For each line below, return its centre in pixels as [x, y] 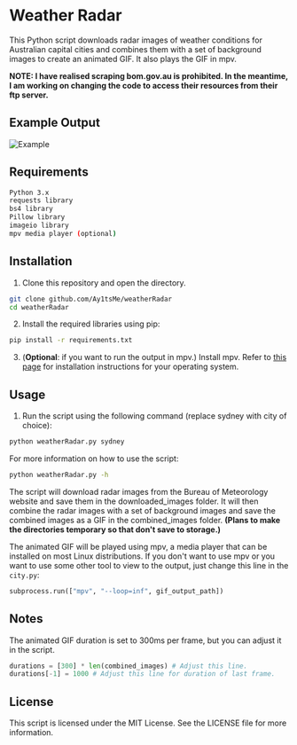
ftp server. [29, 95]
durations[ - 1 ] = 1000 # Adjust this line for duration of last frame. [142, 674]
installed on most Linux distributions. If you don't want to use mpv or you [142, 556]
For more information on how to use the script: [94, 459]
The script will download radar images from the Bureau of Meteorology [139, 491]
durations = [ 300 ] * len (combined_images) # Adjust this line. [129, 666]
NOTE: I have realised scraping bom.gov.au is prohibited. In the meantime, [148, 75]
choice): [37, 426]
